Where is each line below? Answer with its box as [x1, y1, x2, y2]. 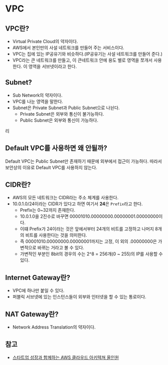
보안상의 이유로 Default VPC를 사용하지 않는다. [5, 164, 98, 170]
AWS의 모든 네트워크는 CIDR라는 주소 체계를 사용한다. [12, 195, 119, 201]
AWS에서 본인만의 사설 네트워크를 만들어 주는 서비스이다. [12, 45, 124, 51]
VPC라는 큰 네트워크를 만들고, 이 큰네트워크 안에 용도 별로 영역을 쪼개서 [12, 57, 153, 63]
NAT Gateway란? [5, 310, 59, 318]
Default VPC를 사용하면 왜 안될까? [5, 144, 107, 153]
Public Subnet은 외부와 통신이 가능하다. [20, 117, 99, 123]
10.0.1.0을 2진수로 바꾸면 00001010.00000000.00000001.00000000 [20, 213, 159, 219]
